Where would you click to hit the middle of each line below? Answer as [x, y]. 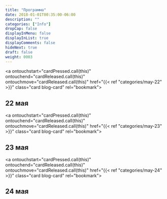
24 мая [17, 192]
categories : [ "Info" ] [28, 24]
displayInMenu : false [28, 33]
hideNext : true [21, 47]
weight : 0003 [19, 57]
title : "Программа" [26, 10]
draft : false [19, 52]
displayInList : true [27, 38]
